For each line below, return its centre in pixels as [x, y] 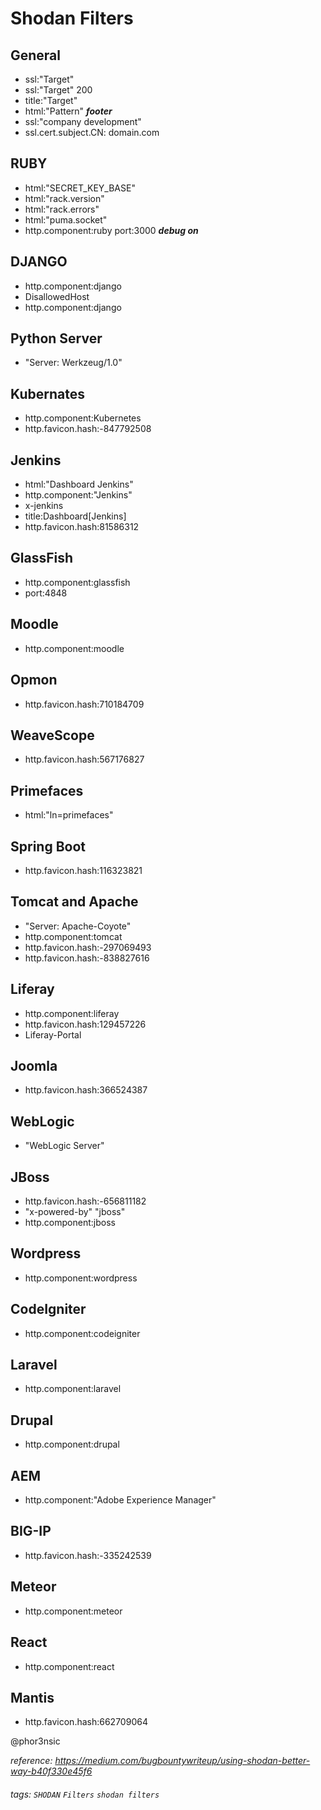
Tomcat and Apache [74, 902]
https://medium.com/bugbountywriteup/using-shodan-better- [182, 1761]
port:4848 [46, 593]
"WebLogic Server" [64, 1146]
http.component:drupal [72, 1444]
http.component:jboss [70, 1222]
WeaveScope [52, 735]
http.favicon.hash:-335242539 [88, 1555]
